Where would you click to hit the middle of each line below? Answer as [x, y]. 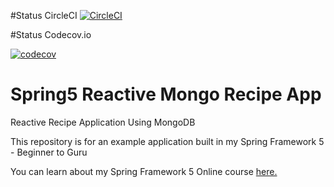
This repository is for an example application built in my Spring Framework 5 [167, 141]
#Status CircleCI [44, 15]
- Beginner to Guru [49, 152]
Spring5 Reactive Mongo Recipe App [166, 94]
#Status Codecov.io [51, 34]
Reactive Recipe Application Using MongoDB [103, 122]
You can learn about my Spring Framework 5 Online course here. [144, 171]
